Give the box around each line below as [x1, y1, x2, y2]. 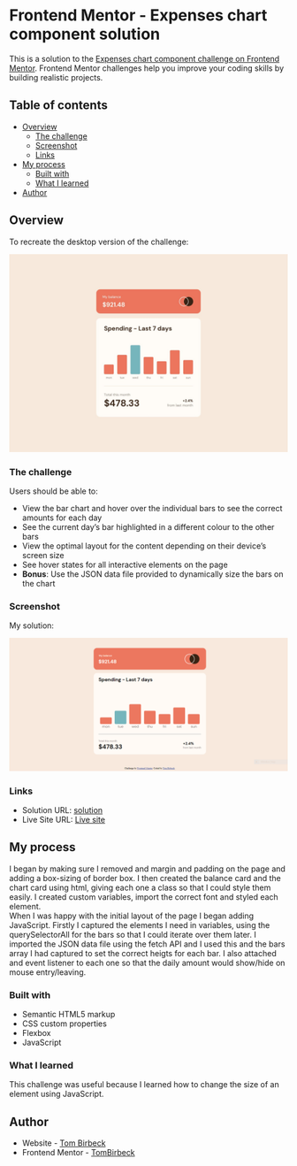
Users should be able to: [9, 486, 99, 496]
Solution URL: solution [21, 804, 103, 815]
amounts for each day [21, 512, 103, 523]
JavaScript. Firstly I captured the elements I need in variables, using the [9, 919, 270, 930]
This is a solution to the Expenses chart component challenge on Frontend [9, 53, 280, 64]
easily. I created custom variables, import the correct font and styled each [9, 891, 278, 902]
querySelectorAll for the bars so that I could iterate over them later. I [9, 929, 256, 940]
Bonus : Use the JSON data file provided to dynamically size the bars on [21, 569, 285, 579]
